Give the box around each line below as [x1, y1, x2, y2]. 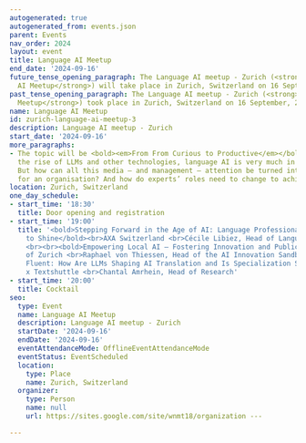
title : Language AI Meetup [9, 56, 112, 65]
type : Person [25, 395, 76, 404]
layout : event [9, 47, 64, 57]
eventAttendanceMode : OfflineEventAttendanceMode [17, 344, 209, 353]
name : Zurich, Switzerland [25, 377, 128, 387]
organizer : [17, 386, 59, 396]
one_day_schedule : [9, 191, 79, 201]
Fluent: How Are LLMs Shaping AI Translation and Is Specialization [25, 259, 291, 269]
